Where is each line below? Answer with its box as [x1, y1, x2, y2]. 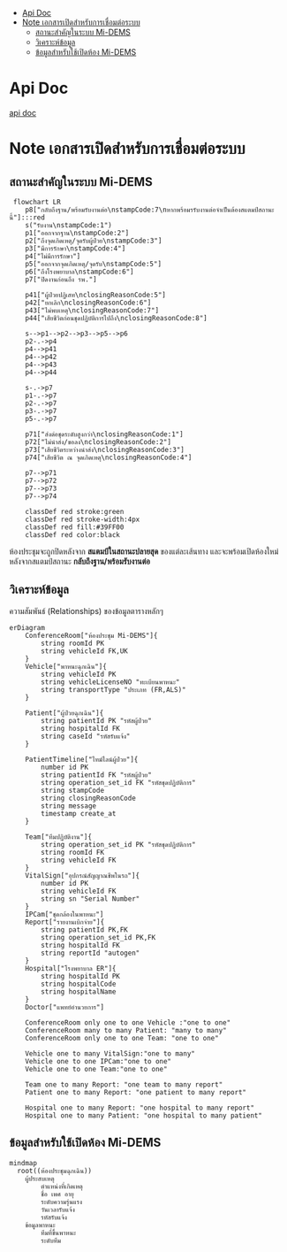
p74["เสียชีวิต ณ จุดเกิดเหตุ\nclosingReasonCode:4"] [25, 453, 193, 462]
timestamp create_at [41, 809, 117, 818]
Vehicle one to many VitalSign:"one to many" [25, 1048, 196, 1058]
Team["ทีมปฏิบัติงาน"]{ [25, 832, 93, 841]
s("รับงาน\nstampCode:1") [25, 220, 112, 229]
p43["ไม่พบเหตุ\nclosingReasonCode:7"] [25, 305, 160, 315]
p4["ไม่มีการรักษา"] [25, 251, 81, 260]
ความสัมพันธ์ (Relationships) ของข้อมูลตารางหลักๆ [9, 605, 163, 616]
